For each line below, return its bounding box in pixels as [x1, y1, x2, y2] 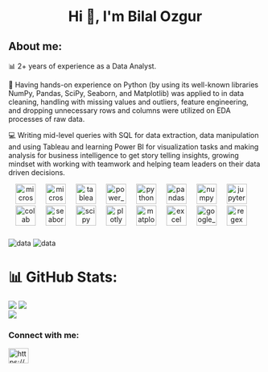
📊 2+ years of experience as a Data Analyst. [8, 61, 157, 71]
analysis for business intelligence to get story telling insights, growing [8, 151, 239, 160]
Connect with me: [8, 329, 80, 341]
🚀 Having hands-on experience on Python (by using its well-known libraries [8, 80, 259, 90]
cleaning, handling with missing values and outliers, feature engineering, [8, 97, 249, 107]
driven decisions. [8, 168, 66, 177]
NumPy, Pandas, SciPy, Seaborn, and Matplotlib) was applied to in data [8, 89, 244, 98]
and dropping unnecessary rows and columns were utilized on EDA [8, 106, 231, 115]
